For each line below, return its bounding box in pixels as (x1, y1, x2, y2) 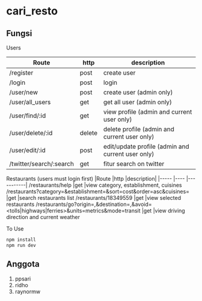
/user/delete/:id (9, 129, 53, 137)
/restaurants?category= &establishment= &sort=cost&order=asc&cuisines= (6, 188, 190, 195)
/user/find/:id (9, 111, 46, 120)
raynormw (14, 288, 41, 295)
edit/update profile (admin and (103, 143, 189, 150)
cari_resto (6, 4, 58, 18)
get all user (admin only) (103, 98, 173, 106)
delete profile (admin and (103, 125, 174, 133)
